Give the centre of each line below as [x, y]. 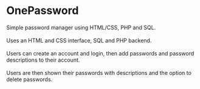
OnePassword [43, 11]
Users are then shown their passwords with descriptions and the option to [99, 73]
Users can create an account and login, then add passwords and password [100, 53]
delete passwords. [29, 79]
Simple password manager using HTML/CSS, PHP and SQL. [81, 27]
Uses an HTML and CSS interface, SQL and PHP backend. [79, 40]
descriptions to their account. [43, 60]
